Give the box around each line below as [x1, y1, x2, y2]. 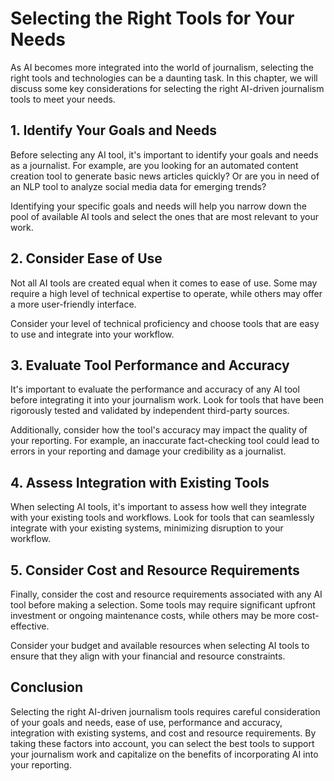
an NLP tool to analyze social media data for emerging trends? [10, 180, 267, 192]
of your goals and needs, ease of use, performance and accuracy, [10, 716, 283, 728]
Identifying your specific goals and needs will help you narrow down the [10, 200, 308, 212]
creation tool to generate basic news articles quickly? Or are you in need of [10, 170, 320, 182]
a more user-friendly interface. [10, 298, 137, 310]
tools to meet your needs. [10, 93, 116, 105]
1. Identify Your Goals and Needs [10, 122, 217, 139]
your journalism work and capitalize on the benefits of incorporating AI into [10, 748, 319, 760]
